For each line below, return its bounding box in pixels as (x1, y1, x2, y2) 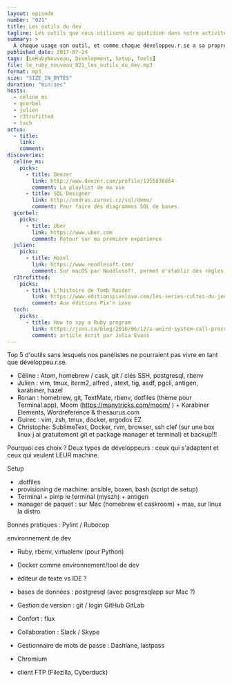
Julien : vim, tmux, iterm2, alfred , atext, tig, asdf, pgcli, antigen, (17, 379, 199, 388)
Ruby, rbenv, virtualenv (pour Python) (17, 547, 124, 556)
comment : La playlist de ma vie (32, 184, 126, 191)
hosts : (7, 87, 26, 94)
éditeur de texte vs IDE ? (17, 574, 88, 583)
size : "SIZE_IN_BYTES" (7, 74, 72, 82)
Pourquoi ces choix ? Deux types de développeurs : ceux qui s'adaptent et (7, 444, 219, 452)
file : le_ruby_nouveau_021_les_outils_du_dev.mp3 (7, 62, 153, 69)
